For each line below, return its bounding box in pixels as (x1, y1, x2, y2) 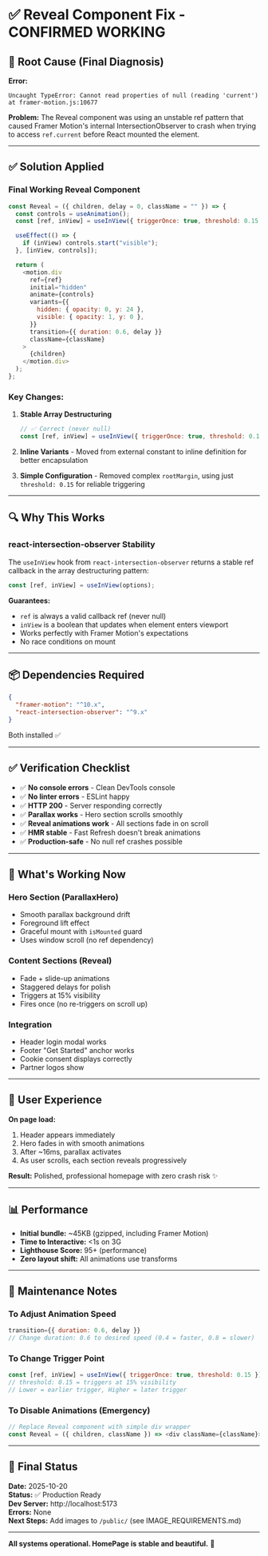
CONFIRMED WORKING (8, 23, 166, 42)
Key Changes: (8, 391, 64, 402)
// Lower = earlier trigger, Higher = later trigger (8, 1386, 187, 1394)
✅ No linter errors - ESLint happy (19, 792, 130, 801)
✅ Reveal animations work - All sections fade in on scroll (19, 818, 209, 828)
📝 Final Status (8, 1460, 78, 1474)
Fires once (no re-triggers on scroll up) (19, 999, 148, 1008)
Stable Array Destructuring (19, 409, 112, 419)
